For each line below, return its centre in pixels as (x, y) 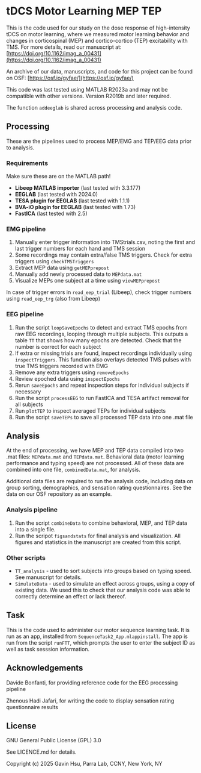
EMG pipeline (26, 229)
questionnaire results (32, 707)
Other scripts (26, 557)
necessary (28, 391)
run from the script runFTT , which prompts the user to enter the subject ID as (101, 642)
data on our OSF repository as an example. (59, 494)
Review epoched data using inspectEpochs (67, 378)
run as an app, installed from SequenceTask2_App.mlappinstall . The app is (97, 636)
